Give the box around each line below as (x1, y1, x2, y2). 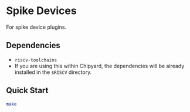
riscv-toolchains (14, 57, 57, 63)
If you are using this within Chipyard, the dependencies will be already (14, 62, 185, 69)
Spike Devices (6, 4, 77, 18)
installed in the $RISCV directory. (14, 69, 92, 76)
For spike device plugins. (6, 23, 66, 30)
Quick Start (6, 86, 49, 96)
